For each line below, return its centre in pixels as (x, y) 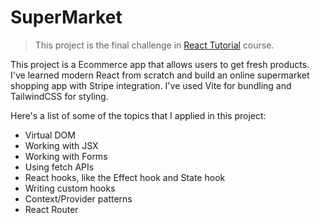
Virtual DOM (50, 135)
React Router (51, 209)
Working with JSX (61, 145)
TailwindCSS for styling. (59, 96)
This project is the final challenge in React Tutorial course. (154, 45)
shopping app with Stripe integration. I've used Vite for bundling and (151, 85)
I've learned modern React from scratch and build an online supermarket (160, 75)
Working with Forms (66, 156)
